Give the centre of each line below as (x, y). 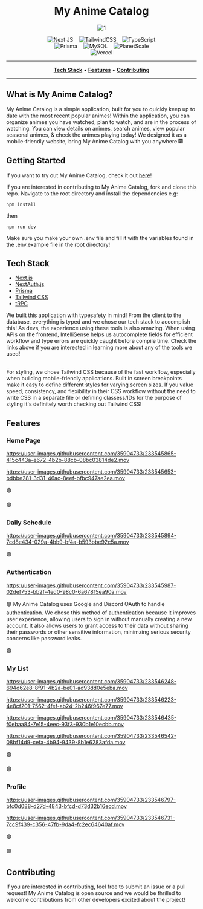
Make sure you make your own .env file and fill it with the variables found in (100, 238)
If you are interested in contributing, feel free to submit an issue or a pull (96, 887)
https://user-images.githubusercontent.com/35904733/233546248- (92, 681)
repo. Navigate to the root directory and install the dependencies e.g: (92, 193)
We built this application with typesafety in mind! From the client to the (94, 315)
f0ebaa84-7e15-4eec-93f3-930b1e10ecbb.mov (65, 724)
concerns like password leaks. (44, 638)
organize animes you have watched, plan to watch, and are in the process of (101, 122)
